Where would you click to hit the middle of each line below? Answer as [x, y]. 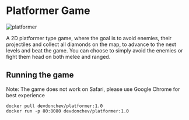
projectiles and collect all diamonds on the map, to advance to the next [91, 44]
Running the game [40, 75]
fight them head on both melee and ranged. [58, 57]
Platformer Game [48, 11]
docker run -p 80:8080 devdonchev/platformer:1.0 [68, 111]
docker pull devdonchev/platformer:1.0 [55, 106]
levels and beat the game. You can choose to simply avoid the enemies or [94, 50]
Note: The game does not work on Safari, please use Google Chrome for [93, 89]
